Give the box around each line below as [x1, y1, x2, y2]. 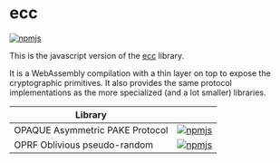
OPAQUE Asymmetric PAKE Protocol [14, 123, 169, 136]
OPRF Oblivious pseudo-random [14, 139, 154, 151]
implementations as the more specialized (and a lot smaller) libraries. [9, 87, 266, 98]
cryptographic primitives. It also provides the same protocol [9, 77, 233, 88]
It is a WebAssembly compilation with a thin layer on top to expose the [9, 67, 272, 79]
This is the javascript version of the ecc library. [9, 50, 184, 61]
